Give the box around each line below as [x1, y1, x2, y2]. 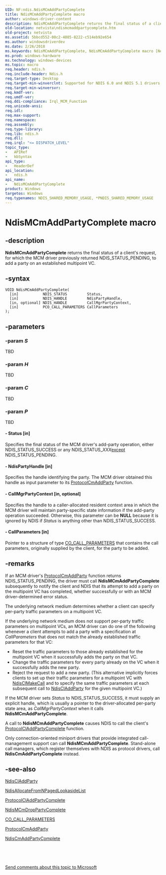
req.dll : [5, 136, 23, 141]
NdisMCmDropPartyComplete [5, 807, 66, 813]
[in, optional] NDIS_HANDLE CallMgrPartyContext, [9, 300, 132, 305]
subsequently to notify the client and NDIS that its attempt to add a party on [5, 583, 159, 589]
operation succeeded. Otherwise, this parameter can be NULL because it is [5, 512, 159, 518]
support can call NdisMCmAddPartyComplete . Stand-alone [33, 740, 156, 746]
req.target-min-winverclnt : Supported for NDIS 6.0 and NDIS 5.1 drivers [5, 81, 161, 85]
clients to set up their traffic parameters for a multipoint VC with [12, 675, 142, 681]
